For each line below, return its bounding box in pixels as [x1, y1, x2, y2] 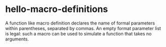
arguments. [5, 36, 29, 42]
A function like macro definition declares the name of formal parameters [5, 20, 155, 26]
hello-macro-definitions [5, 3, 108, 15]
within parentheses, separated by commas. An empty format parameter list [5, 25, 161, 31]
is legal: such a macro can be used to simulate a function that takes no [5, 30, 152, 36]
